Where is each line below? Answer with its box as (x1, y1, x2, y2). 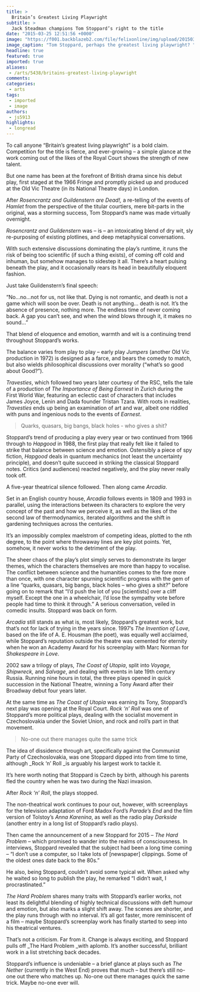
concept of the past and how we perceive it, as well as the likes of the (6, 508, 177, 515)
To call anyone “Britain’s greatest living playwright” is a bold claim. (6, 141, 168, 149)
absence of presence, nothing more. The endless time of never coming (6, 306, 180, 313)
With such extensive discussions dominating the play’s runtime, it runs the (6, 245, 187, 252)
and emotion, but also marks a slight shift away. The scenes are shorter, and (6, 905, 193, 912)
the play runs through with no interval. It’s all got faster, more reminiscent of (6, 911, 192, 919)
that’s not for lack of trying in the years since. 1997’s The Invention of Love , (6, 625, 190, 631)
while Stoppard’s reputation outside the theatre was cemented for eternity (6, 637, 187, 645)
